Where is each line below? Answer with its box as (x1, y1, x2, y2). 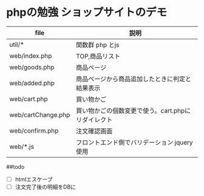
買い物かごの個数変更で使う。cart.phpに (75, 106, 191, 115)
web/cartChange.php (9, 110, 70, 119)
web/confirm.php (9, 126, 59, 135)
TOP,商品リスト (75, 52, 121, 60)
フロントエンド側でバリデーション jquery (75, 138, 193, 146)
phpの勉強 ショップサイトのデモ (6, 5, 168, 19)
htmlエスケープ (15, 175, 53, 183)
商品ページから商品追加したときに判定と (75, 74, 192, 83)
